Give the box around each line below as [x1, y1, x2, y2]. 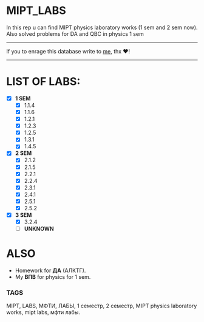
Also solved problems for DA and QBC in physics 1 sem [6, 30, 144, 37]
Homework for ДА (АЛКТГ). [15, 267, 86, 274]
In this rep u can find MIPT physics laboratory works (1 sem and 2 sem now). [6, 24, 198, 31]
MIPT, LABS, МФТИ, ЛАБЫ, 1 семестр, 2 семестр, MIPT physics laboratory [6, 302, 197, 310]
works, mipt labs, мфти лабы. [6, 309, 80, 316]
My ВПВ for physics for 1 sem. [15, 273, 91, 281]
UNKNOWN [24, 225, 54, 233]
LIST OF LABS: [6, 75, 81, 89]
